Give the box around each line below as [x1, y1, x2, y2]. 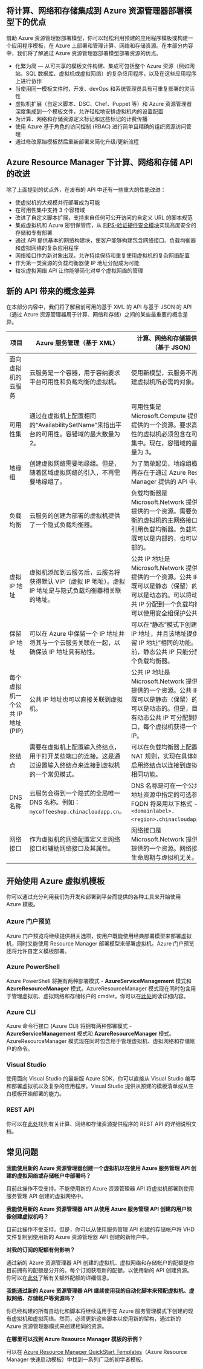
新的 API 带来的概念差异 [6, 286, 95, 296]
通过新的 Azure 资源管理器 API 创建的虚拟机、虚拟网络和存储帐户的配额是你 [6, 1259, 195, 1266]
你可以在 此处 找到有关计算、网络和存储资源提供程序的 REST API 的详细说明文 [6, 1120, 197, 1127]
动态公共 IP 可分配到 [137, 713, 195, 722]
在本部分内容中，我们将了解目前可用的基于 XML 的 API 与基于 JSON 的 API [6, 303, 192, 310]
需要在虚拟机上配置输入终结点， [29, 743, 121, 751]
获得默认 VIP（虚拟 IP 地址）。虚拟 [29, 577, 126, 586]
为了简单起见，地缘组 [130, 459, 192, 468]
